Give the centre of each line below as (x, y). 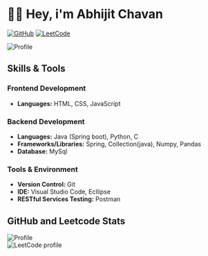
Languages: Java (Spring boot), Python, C (78, 136)
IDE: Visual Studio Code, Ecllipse (64, 192)
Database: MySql (42, 151)
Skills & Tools (36, 69)
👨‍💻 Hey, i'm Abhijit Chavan (85, 14)
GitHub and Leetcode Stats (66, 221)
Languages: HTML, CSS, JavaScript (69, 103)
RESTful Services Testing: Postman (69, 199)
